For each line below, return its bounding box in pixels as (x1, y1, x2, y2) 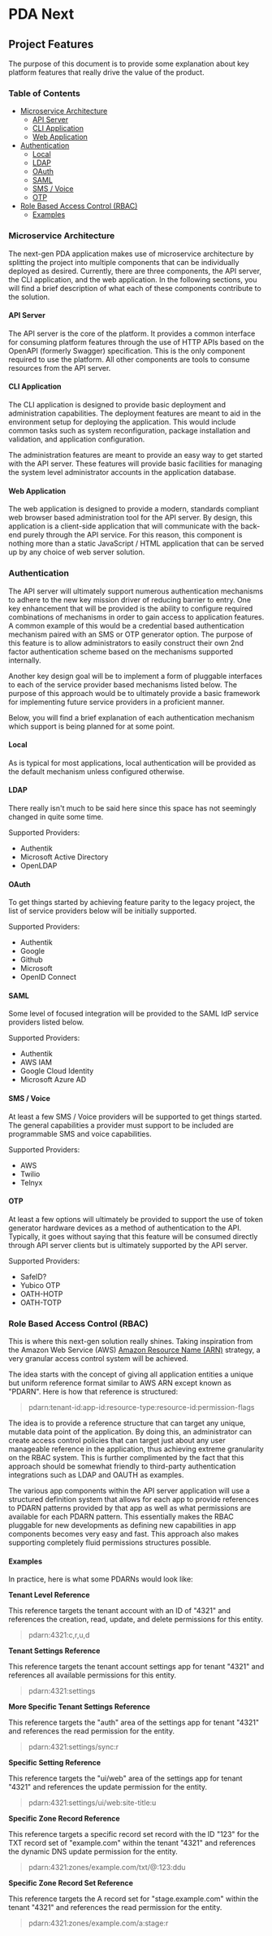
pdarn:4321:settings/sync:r (28, 1742, 119, 1752)
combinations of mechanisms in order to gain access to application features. (8, 611, 265, 622)
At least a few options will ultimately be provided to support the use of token (8, 1214, 264, 1224)
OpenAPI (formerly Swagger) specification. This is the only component (8, 346, 246, 355)
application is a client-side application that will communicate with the (8, 521, 240, 531)
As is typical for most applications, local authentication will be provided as (8, 758, 257, 768)
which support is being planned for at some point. (8, 721, 175, 731)
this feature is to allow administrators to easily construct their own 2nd (8, 637, 244, 647)
